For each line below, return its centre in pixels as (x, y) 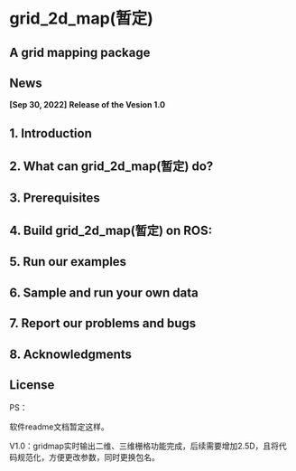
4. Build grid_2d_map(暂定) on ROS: (111, 230)
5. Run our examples (68, 262)
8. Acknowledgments (71, 354)
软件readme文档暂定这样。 (60, 427)
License (32, 385)
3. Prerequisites (55, 198)
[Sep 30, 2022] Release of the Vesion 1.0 (87, 105)
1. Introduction (51, 133)
